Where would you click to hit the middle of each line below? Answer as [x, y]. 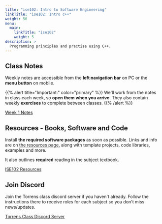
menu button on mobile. [30, 83]
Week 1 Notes [19, 112]
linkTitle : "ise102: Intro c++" [38, 14]
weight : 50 [16, 19]
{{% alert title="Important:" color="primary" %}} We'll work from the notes [81, 93]
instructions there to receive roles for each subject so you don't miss [75, 202]
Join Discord [25, 185]
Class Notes [24, 66]
